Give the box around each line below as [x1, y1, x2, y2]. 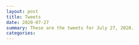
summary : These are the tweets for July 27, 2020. [6, 25, 134, 31]
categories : [6, 30, 36, 36]
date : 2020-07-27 [6, 19, 49, 25]
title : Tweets [6, 14, 42, 20]
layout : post [6, 8, 39, 15]
